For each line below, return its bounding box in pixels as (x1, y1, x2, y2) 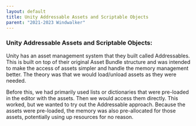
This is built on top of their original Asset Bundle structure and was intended (6, 58, 191, 65)
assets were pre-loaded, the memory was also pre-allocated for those (6, 107, 176, 114)
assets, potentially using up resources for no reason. (6, 113, 134, 120)
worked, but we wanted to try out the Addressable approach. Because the (6, 101, 185, 108)
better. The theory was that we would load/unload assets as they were (6, 71, 177, 78)
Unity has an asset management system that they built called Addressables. (6, 52, 190, 59)
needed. (6, 77, 26, 84)
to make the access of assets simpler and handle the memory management (6, 64, 189, 71)
